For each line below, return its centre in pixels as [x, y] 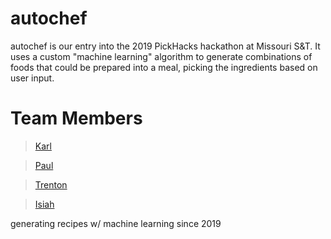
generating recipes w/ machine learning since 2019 [116, 223]
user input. [32, 78]
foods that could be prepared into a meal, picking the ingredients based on [164, 67]
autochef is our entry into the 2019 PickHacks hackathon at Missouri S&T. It [165, 46]
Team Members [76, 118]
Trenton [51, 184]
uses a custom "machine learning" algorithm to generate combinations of [161, 56]
